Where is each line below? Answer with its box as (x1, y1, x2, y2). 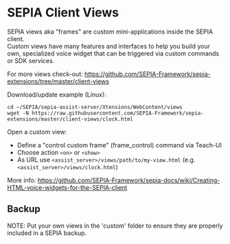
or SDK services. (7, 56, 55, 64)
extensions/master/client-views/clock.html (7, 115, 134, 123)
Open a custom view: (7, 127, 67, 136)
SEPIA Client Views (7, 5, 119, 21)
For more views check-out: (7, 70, 84, 78)
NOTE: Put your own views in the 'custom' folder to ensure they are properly (7, 221, 223, 230)
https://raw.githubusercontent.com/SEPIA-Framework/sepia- (32, 110, 205, 117)
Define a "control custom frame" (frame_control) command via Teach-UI (16, 141, 222, 149)
